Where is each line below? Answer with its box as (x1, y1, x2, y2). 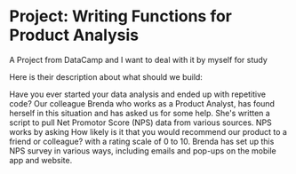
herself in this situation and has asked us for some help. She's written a (9, 107, 271, 118)
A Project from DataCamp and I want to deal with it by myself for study (9, 54, 268, 65)
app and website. (9, 154, 73, 165)
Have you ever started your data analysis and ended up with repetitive (9, 89, 267, 99)
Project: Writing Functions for (9, 6, 233, 27)
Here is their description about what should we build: (9, 71, 203, 82)
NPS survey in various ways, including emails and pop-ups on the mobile (9, 145, 277, 156)
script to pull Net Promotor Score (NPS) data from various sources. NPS (9, 117, 273, 128)
